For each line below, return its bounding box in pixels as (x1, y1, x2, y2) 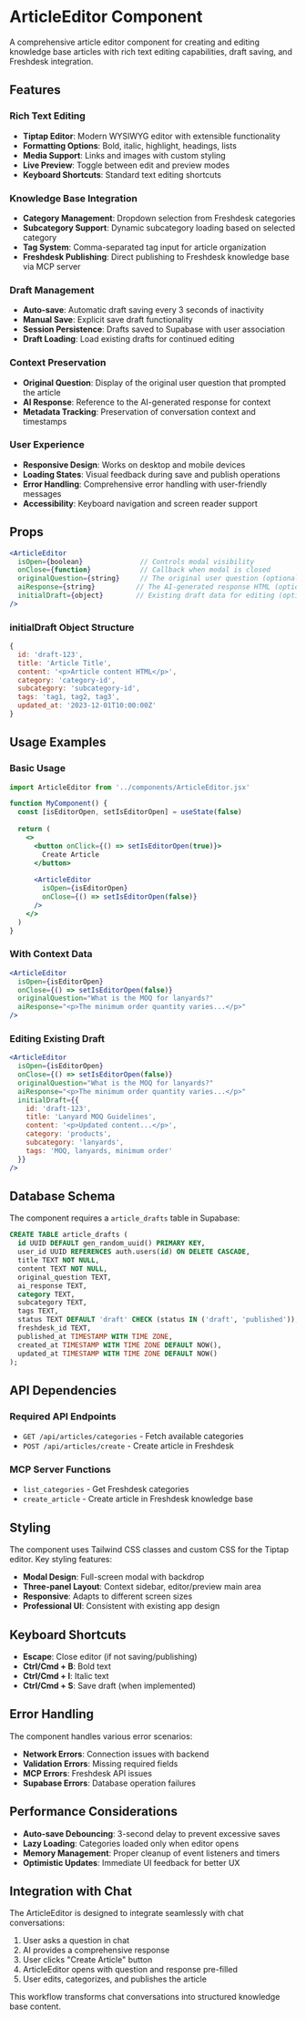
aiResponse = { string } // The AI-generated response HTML (17, 582, 271, 592)
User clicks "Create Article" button (22, 1954, 153, 1965)
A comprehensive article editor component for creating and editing (9, 36, 260, 47)
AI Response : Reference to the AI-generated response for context (22, 397, 271, 407)
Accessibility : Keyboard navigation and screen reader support (22, 498, 258, 509)
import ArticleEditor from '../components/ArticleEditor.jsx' (9, 782, 250, 792)
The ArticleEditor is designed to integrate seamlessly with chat (9, 1908, 244, 1919)
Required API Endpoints (9, 1410, 117, 1423)
